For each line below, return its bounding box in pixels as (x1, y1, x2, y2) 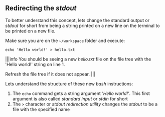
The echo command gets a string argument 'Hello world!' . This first (12, 90, 150, 96)
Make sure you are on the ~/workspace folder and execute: (5, 37, 125, 43)
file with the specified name (12, 106, 70, 112)
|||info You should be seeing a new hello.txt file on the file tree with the (5, 56, 151, 62)
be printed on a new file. (5, 27, 56, 34)
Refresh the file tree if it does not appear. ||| (5, 71, 96, 77)
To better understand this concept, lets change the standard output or (5, 17, 149, 23)
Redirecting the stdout (5, 4, 77, 12)
